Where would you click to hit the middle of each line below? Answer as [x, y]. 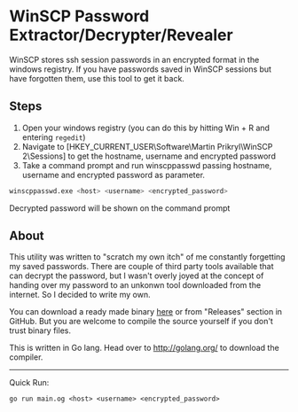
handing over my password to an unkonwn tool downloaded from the [135, 285]
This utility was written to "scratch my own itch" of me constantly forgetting [147, 257]
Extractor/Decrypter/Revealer [121, 35]
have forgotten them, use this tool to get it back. [97, 78]
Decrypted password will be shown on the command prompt [120, 208]
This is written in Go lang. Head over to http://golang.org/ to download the [144, 348]
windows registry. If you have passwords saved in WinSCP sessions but [141, 69]
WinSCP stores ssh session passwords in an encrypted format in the [134, 59]
